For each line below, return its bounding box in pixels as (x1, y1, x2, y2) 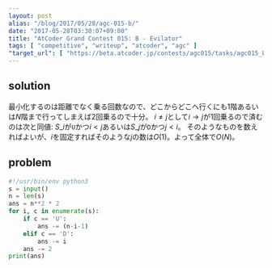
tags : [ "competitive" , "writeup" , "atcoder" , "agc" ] (8, 42, 198, 50)
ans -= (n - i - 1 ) (37, 222, 89, 230)
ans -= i (37, 237, 67, 245)
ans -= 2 (23, 245, 53, 253)
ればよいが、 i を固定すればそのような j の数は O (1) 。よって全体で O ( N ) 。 (8, 132, 240, 141)
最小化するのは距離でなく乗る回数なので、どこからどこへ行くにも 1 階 (8, 102, 238, 111)
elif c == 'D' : (23, 229, 74, 238)
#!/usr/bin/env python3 (8, 177, 89, 186)
